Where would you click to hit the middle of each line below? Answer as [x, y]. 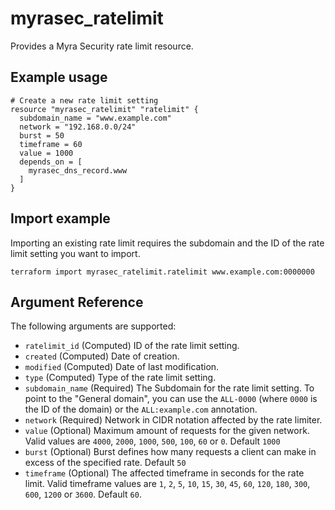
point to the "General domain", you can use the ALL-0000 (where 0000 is [171, 399]
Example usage [59, 77]
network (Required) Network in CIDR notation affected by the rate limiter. [173, 420]
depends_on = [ [51, 162]
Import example [60, 218]
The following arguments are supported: [93, 326]
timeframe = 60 [51, 144]
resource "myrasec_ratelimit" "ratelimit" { [104, 109]
